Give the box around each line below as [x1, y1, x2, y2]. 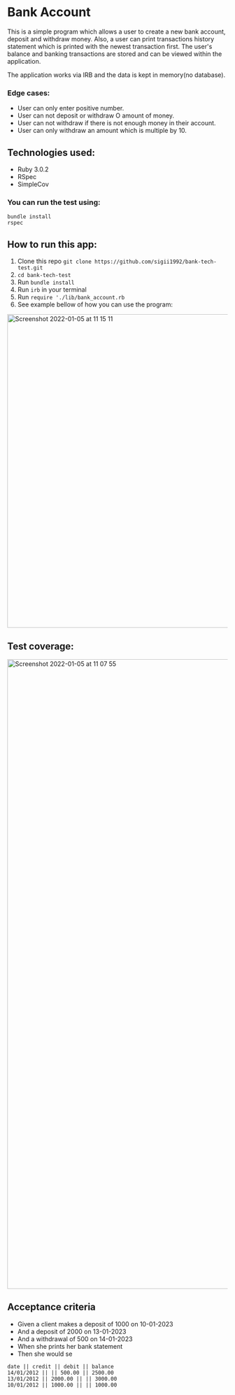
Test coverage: [7, 640, 75, 652]
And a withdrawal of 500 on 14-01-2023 [17, 1334, 133, 1343]
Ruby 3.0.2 [17, 165, 49, 174]
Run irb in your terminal [17, 285, 87, 294]
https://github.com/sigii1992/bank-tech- [94, 258, 217, 266]
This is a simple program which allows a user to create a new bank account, [7, 27, 226, 36]
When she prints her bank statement [17, 1342, 123, 1350]
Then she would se [17, 1350, 73, 1358]
